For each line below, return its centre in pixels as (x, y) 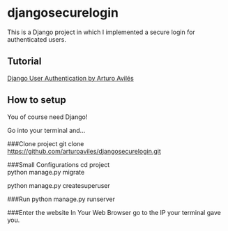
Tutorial (24, 62)
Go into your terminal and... (46, 130)
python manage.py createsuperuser (59, 185)
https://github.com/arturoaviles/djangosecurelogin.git (84, 151)
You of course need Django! (47, 117)
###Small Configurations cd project (59, 164)
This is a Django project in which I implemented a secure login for (101, 32)
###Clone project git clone (46, 143)
